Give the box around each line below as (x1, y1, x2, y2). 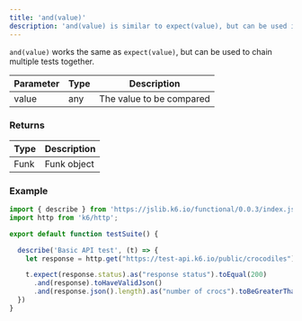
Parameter (13, 77, 60, 90)
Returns (9, 119, 45, 131)
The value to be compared (98, 92, 211, 104)
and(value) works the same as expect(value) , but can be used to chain (9, 46, 272, 57)
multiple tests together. (9, 56, 94, 67)
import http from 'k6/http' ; (9, 213, 119, 222)
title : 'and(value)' (9, 13, 87, 22)
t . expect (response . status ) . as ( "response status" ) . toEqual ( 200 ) (25, 271, 268, 280)
